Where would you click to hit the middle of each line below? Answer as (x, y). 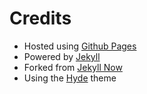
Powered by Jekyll (62, 56)
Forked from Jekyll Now (73, 67)
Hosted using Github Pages (80, 46)
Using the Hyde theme (70, 78)
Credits (40, 18)
